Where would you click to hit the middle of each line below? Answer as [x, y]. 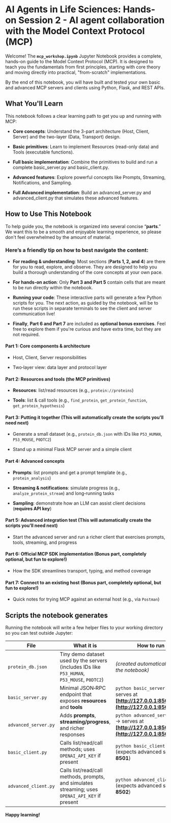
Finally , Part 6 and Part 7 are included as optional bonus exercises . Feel [89, 323]
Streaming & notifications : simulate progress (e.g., [66, 488]
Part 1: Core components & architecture [48, 346]
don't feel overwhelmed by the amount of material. [58, 237]
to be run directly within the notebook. [53, 287]
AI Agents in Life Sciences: [63, 9]
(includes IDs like [80, 667]
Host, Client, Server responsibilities [50, 358]
